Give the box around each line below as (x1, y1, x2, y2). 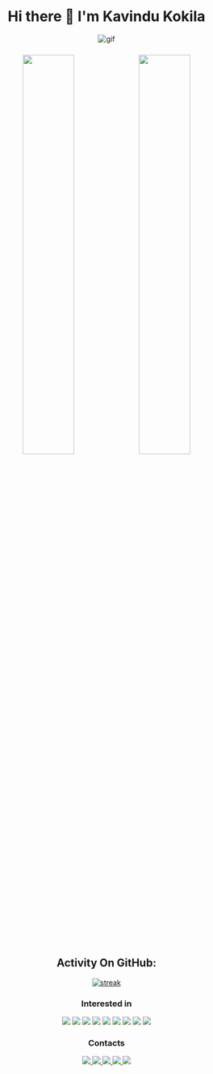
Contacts (87, 1037, 126, 1048)
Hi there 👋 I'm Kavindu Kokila (7, 7, 206, 26)
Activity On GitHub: (56, 956, 157, 970)
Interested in (81, 998, 132, 1009)
